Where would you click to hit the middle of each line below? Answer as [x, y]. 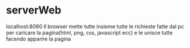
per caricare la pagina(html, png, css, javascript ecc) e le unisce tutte [89, 32]
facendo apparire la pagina [39, 39]
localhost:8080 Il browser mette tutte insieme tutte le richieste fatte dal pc [95, 26]
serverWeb [34, 10]
